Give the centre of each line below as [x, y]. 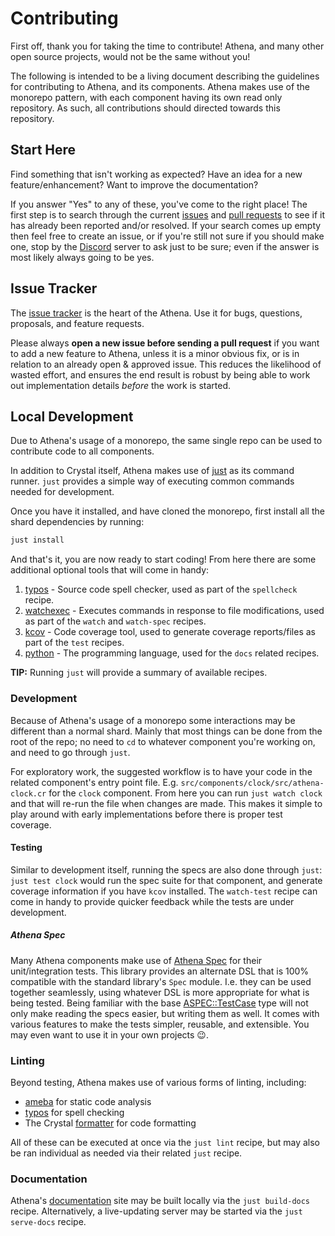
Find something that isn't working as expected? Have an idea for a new [156, 174]
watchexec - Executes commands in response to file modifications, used [174, 611]
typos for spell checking [74, 1113]
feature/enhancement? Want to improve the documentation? [134, 184]
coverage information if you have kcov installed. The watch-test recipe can [164, 891]
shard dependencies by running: [77, 522]
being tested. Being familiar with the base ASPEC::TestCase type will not [159, 1003]
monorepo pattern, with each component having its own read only [146, 97]
